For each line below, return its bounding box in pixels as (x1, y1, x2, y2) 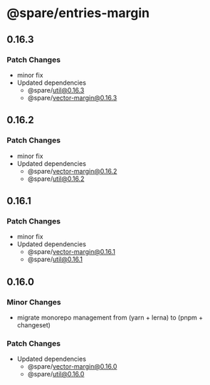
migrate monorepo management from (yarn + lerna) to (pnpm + (16, 313, 204, 322)
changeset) (16, 320, 51, 329)
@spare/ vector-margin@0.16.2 (27, 167, 117, 175)
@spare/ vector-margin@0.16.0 (27, 362, 117, 371)
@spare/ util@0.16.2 (27, 174, 85, 183)
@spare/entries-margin (6, 5, 150, 21)
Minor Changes (6, 297, 61, 307)
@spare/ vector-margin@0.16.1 (27, 248, 115, 256)
